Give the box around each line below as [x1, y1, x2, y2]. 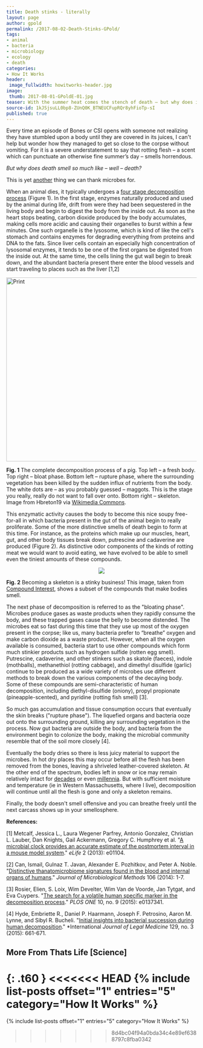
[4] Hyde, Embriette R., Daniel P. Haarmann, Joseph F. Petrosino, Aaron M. [6, 910, 192, 918]
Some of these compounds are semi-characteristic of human [6, 681, 158, 688]
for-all [6, 517, 21, 524]
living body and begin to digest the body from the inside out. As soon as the [6, 208, 195, 215]
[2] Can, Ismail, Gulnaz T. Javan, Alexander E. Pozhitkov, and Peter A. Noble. [6, 861, 198, 868]
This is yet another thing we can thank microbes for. [6, 177, 136, 184]
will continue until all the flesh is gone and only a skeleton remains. [6, 788, 172, 796]
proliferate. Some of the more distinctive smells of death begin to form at [6, 523, 187, 531]
